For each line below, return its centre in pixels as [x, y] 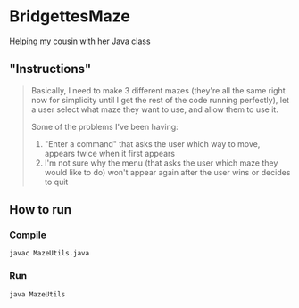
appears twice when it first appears [110, 153]
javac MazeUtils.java [50, 254]
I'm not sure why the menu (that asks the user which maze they [161, 163]
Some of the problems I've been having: [104, 126]
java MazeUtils [37, 294]
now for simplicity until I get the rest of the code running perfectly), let [160, 100]
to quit [56, 182]
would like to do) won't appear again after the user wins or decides [167, 172]
